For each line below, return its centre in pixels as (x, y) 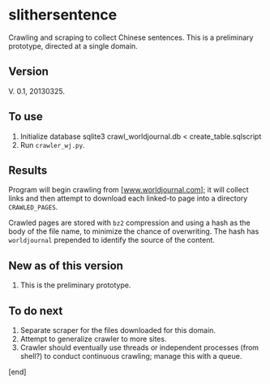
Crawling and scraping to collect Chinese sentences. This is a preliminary (131, 37)
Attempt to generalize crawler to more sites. (93, 339)
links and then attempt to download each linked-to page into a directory (128, 198)
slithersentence (63, 15)
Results (28, 170)
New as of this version (66, 265)
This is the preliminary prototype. (75, 285)
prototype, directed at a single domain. (73, 45)
